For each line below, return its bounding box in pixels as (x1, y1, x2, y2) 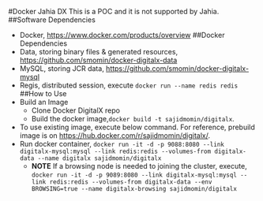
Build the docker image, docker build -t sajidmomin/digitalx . (31, 114, 235, 123)
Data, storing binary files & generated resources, (19, 47, 178, 56)
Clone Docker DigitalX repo (31, 106, 121, 115)
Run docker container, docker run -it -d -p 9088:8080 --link (19, 140, 225, 148)
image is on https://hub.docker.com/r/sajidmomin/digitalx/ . (19, 131, 211, 140)
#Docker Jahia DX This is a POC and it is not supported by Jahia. (8, 7, 220, 16)
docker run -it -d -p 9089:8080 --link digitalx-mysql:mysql (31, 171, 237, 179)
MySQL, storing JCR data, (19, 64, 104, 73)
